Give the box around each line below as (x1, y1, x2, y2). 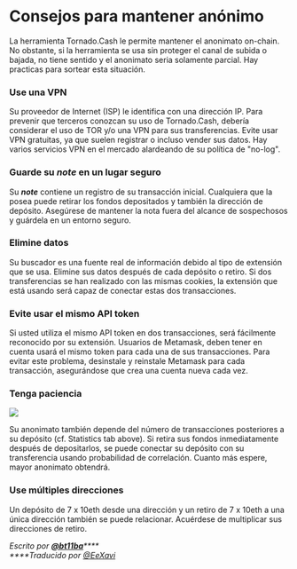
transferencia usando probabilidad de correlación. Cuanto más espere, (9, 453, 268, 463)
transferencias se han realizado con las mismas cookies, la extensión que (9, 275, 277, 286)
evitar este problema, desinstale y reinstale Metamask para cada (9, 356, 246, 367)
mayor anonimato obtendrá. (9, 462, 111, 472)
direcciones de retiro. (9, 523, 88, 533)
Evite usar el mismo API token (9, 307, 140, 320)
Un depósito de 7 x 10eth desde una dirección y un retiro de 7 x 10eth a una (9, 504, 285, 515)
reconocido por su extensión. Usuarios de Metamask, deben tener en (9, 337, 263, 348)
